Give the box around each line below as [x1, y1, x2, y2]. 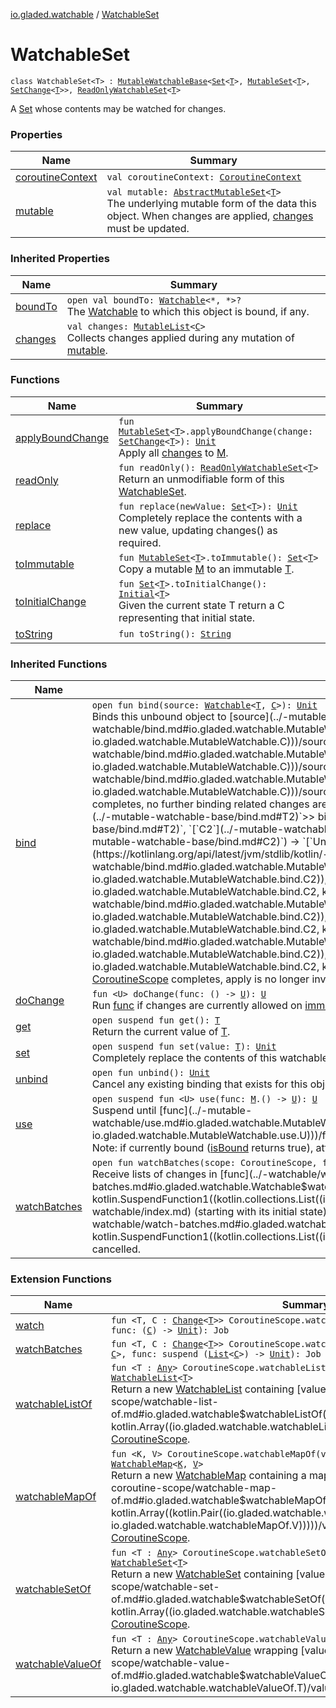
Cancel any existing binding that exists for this [91, 1077, 308, 1091]
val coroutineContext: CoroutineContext [106, 172, 302, 183]
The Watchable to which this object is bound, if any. [66, 304, 310, 318]
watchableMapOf [15, 1490, 97, 1504]
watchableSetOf [15, 1582, 92, 1596]
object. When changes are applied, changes [106, 209, 314, 223]
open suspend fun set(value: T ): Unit [91, 1041, 277, 1053]
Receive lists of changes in [91, 1167, 218, 1181]
